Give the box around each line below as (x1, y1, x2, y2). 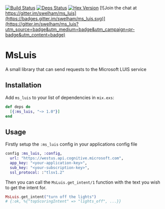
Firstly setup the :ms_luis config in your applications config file (5, 141, 138, 147)
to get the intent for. (5, 184, 47, 190)
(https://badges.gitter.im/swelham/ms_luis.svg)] (5, 16, 106, 21)
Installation (5, 81, 42, 90)
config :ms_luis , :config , (5, 151, 62, 156)
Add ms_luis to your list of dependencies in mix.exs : (5, 94, 114, 100)
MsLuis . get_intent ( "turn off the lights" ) (5, 194, 96, 199)
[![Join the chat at (100, 5, 137, 11)
